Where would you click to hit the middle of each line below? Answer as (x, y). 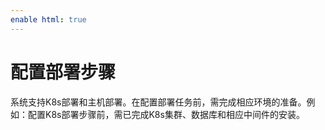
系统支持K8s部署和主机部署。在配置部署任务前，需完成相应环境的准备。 (158, 102)
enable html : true (48, 19)
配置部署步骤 (63, 72)
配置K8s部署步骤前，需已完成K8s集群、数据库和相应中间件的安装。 (166, 114)
